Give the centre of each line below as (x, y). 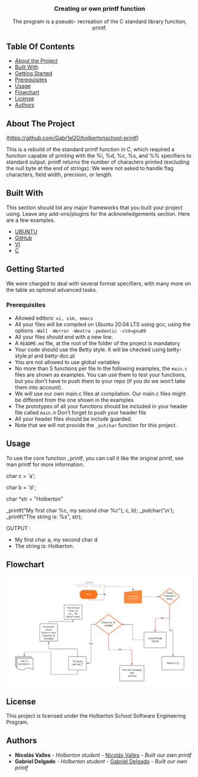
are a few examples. (31, 220)
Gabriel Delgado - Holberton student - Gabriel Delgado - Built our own (101, 761)
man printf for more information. (45, 464)
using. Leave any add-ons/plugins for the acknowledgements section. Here (98, 214)
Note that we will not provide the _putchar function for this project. (96, 425)
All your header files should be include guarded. (73, 419)
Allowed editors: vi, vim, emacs (54, 318)
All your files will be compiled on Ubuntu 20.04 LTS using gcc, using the (103, 324)
